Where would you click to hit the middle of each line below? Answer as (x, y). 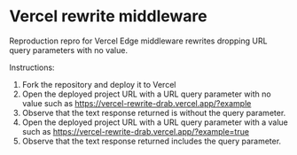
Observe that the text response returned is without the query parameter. (154, 112)
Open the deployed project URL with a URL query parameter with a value (155, 122)
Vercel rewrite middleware (108, 16)
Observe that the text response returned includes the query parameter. (152, 141)
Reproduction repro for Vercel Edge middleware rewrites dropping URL (138, 41)
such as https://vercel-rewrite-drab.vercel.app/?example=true (136, 131)
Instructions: (32, 67)
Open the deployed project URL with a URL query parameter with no (147, 94)
